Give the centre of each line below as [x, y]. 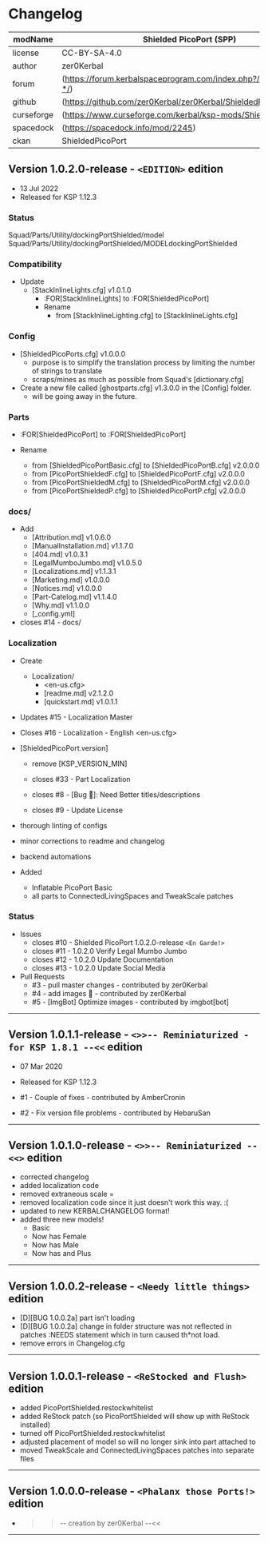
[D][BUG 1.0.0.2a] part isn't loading [77, 1318]
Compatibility [35, 264]
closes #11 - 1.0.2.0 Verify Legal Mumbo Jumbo [109, 951]
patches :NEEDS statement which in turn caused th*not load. [120, 1335]
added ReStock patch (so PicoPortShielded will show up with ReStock [134, 1417]
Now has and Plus [61, 1254]
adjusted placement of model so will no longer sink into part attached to [138, 1442]
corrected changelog [54, 1177]
